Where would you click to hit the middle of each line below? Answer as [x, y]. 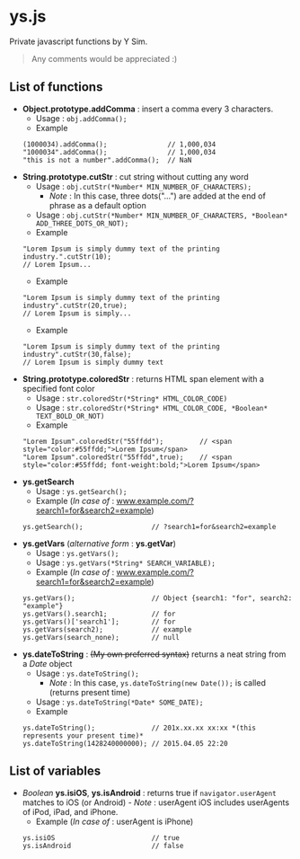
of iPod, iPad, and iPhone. [70, 811]
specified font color [58, 388]
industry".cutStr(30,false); [77, 354]
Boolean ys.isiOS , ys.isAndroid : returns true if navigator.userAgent [149, 793]
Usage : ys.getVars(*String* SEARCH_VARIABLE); [125, 562]
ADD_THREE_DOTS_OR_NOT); [82, 223]
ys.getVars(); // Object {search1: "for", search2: [157, 598]
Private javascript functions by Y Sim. [79, 41]
